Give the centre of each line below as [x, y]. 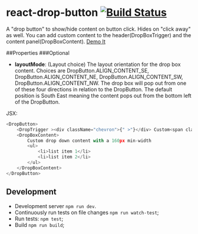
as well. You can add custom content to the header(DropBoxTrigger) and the [99, 35]
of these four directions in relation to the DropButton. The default [93, 89]
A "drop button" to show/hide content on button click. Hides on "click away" [98, 29]
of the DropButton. [37, 102]
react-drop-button [52, 13]
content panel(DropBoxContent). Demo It [56, 41]
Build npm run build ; [39, 225]
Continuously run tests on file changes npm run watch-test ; [87, 212]
